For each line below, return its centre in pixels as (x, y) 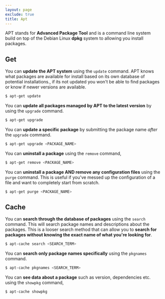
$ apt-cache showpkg (27, 292)
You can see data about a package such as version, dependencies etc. (78, 277)
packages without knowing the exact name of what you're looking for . (79, 235)
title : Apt (16, 19)
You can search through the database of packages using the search (75, 219)
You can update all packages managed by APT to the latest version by (79, 106)
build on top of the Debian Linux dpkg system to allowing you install (74, 38)
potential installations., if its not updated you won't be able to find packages (82, 82)
